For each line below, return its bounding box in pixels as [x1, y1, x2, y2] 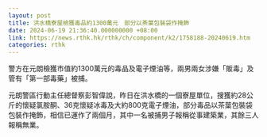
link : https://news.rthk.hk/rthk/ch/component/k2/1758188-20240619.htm [8, 33, 250, 42]
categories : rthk [8, 41, 66, 49]
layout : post [8, 11, 52, 20]
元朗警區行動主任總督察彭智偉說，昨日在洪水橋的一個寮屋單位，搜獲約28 [8, 90, 247, 100]
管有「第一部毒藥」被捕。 [8, 74, 92, 83]
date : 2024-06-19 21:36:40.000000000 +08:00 [8, 26, 158, 34]
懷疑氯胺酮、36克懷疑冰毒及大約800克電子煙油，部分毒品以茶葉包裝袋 [21, 101, 253, 110]
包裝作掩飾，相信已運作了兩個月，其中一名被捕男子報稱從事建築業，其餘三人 [8, 110, 259, 120]
